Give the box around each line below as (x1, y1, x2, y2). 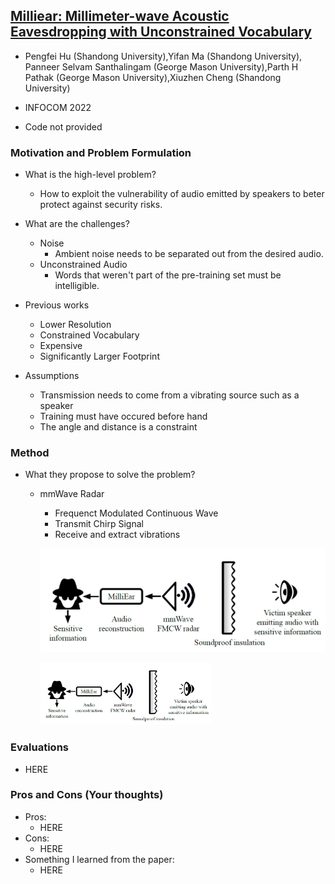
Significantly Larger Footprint (39, 350, 160, 363)
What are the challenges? (24, 218, 130, 230)
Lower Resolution (39, 319, 112, 331)
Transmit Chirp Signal (54, 518, 144, 530)
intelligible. (54, 280, 100, 292)
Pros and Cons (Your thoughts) (10, 788, 164, 802)
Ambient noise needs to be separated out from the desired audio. (54, 248, 324, 260)
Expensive (39, 340, 83, 352)
